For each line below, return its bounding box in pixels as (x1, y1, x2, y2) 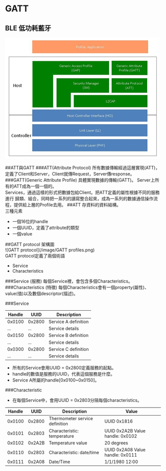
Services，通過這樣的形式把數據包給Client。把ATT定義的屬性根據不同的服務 (5, 189, 160, 195)
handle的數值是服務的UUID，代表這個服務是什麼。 (12, 371, 115, 377)
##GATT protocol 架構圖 (5, 241, 54, 247)
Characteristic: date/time (48, 449, 100, 455)
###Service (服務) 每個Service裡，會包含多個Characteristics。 (5, 278, 133, 284)
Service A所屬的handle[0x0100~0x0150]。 (12, 377, 100, 383)
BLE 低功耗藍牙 (5, 24, 51, 32)
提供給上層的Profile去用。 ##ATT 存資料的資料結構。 (13, 202, 121, 208)
